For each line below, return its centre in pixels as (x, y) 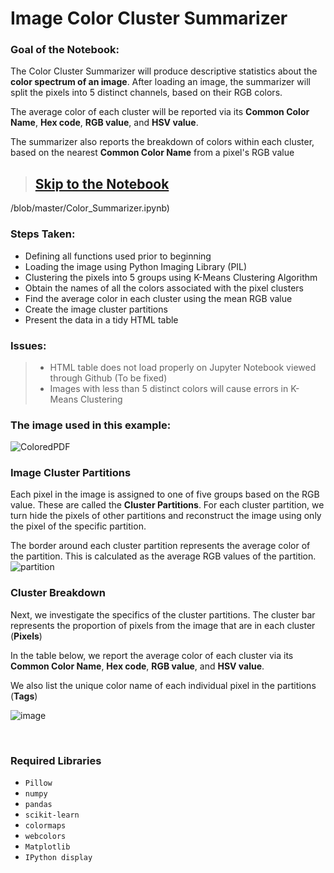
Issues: (28, 345)
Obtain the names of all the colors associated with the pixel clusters (164, 288)
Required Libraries (56, 760)
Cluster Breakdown (58, 593)
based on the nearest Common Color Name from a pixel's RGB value (152, 153)
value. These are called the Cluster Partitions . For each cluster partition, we (167, 505)
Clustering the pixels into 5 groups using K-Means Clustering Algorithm (171, 277)
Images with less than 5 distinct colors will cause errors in (169, 388)
